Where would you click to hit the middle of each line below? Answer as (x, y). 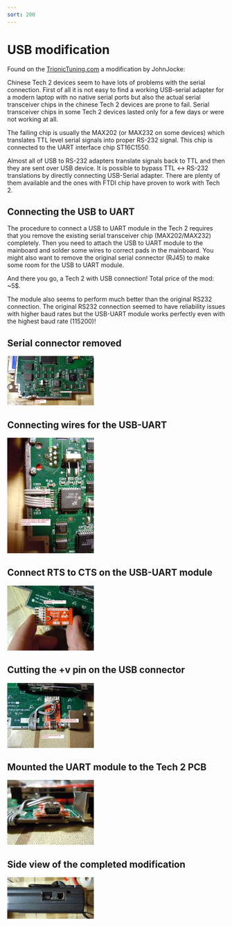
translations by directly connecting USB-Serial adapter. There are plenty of (114, 175)
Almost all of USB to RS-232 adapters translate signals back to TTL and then (116, 161)
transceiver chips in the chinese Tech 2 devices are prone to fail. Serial (108, 105)
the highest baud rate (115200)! (52, 321)
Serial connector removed (64, 343)
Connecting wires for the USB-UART (87, 425)
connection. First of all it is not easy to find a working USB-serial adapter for (116, 89)
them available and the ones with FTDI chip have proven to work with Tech (114, 183)
